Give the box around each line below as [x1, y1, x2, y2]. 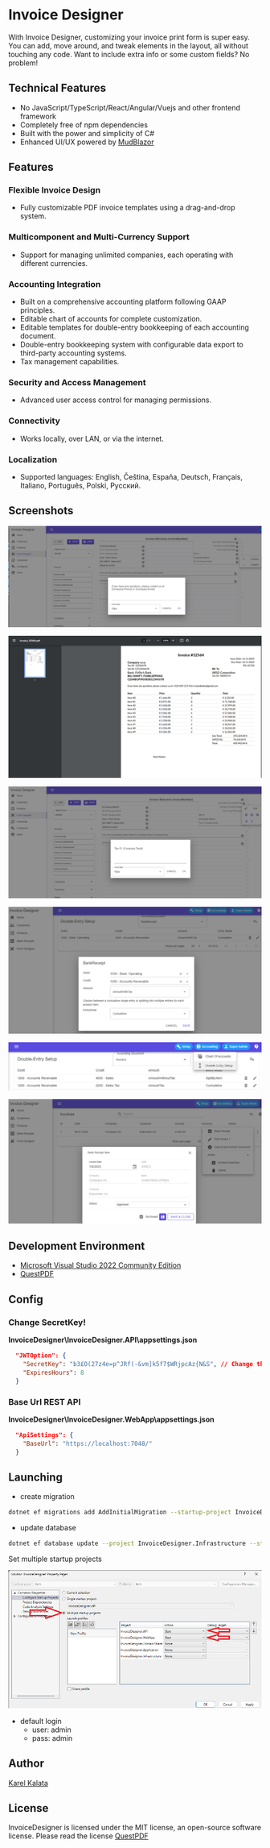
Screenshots [8, 504, 74, 517]
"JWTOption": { [15, 1352, 67, 1360]
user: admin [31, 1725, 72, 1734]
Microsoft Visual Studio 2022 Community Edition [19, 1260, 182, 1270]
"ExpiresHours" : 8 [22, 1368, 84, 1377]
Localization [8, 454, 58, 465]
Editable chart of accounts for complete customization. [19, 314, 202, 324]
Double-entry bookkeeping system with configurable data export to [19, 340, 243, 350]
